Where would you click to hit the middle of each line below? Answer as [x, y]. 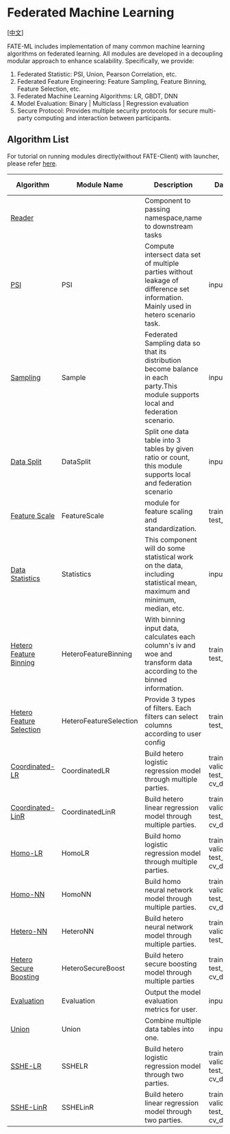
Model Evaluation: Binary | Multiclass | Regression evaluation [103, 103]
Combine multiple [173, 1020]
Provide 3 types [170, 699]
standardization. [171, 528]
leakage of [162, 280]
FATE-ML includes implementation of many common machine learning [106, 46]
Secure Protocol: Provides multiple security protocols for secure [107, 111]
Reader [22, 218]
